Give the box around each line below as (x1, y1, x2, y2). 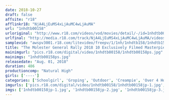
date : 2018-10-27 (5, 7, 42, 13)
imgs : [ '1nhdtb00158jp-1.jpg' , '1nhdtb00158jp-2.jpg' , (5, 87, 123, 92)
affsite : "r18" (5, 17, 37, 22)
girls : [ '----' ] (5, 73, 39, 78)
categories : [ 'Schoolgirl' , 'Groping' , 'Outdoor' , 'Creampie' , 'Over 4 (5, 78, 158, 83)
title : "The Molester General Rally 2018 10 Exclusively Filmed (5, 45, 143, 50)
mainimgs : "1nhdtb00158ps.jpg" (5, 54, 71, 60)
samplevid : (5, 40, 28, 45)
